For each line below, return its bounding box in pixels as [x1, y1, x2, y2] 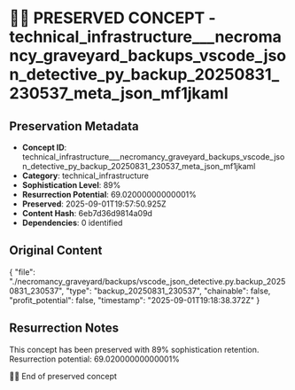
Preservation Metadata [9, 119, 139, 134]
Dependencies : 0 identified [21, 217, 123, 228]
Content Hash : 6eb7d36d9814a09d [21, 208, 153, 218]
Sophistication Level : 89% [21, 180, 121, 190]
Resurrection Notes [9, 321, 120, 336]
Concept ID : [21, 142, 67, 152]
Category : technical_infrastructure [21, 170, 149, 181]
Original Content [9, 243, 103, 258]
